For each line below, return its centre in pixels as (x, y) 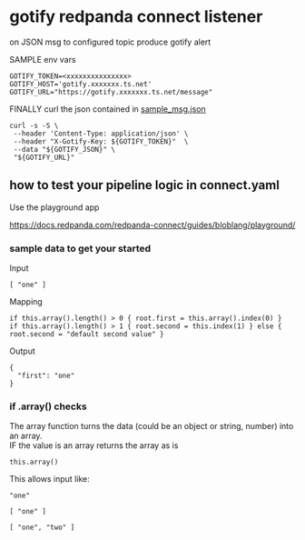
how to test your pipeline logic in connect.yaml (144, 185)
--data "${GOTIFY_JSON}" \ (64, 149)
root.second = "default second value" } (87, 335)
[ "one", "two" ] (42, 528)
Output (22, 351)
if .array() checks (49, 406)
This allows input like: (49, 479)
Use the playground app (54, 207)
